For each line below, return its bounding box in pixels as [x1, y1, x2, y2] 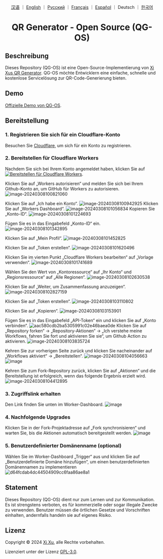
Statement [5, 483, 38, 492]
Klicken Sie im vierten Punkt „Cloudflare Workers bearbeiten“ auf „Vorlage [5, 254, 154, 260]
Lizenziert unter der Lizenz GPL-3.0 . [5, 549, 78, 555]
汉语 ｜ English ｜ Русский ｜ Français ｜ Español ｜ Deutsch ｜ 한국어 [11, 4, 153, 10]
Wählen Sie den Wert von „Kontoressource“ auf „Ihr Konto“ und [5, 269, 132, 275]
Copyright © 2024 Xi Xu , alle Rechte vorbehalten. [5, 539, 105, 545]
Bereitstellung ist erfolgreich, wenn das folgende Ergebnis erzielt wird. [5, 373, 146, 379]
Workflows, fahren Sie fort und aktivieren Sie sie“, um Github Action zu [5, 333, 147, 339]
